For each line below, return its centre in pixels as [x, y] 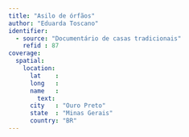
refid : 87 [41, 46]
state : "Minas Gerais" [71, 114]
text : [47, 98]
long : [44, 83]
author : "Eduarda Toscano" [53, 23]
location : [39, 68]
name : [44, 91]
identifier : [28, 31]
